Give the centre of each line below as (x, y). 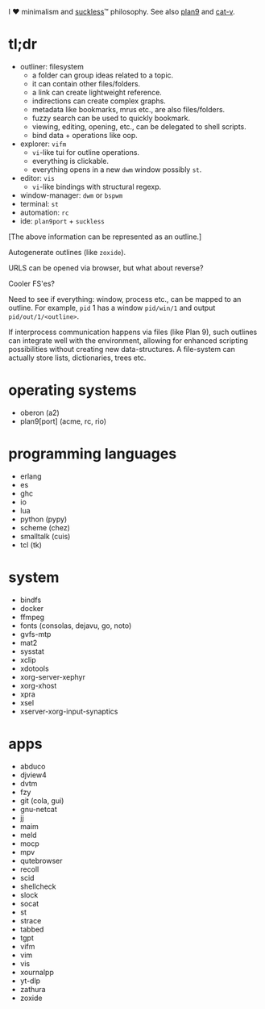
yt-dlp (30, 981)
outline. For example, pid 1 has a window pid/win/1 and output (112, 308)
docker (32, 608)
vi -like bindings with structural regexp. (97, 186)
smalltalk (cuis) (45, 536)
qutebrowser (41, 860)
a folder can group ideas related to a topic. (103, 75)
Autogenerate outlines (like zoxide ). (67, 252)
